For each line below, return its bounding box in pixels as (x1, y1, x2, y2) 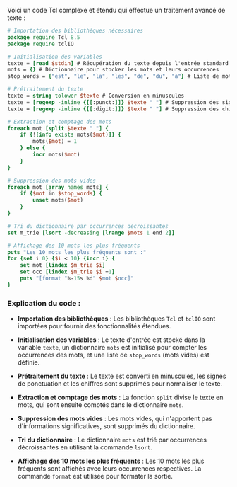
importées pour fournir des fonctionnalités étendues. (17, 322, 171, 331)
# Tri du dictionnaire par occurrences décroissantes (7, 222, 169, 229)
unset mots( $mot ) (32, 197, 83, 204)
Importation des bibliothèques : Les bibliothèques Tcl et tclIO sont (17, 314, 216, 323)
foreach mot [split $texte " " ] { (7, 125, 109, 132)
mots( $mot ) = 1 (32, 138, 78, 145)
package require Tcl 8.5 (7, 33, 80, 41)
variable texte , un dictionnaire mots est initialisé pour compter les (17, 343, 207, 352)
